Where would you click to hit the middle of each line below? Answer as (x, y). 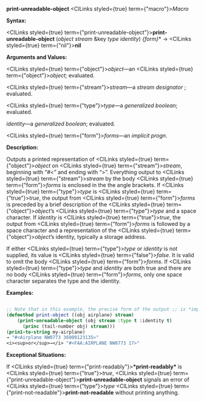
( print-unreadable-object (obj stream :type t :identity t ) (95, 320)
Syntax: (16, 20)
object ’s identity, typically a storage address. (91, 237)
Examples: (20, 293)
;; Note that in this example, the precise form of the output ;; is (96, 309)
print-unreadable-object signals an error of (134, 379)
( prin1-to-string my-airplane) (46, 332)
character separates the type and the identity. (63, 281)
